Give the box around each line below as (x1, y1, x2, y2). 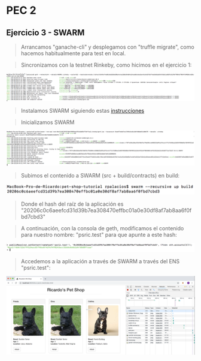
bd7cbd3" (20, 213, 46, 220)
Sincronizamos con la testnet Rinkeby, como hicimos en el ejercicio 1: (20, 61, 192, 68)
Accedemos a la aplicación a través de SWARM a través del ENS (20, 258, 180, 264)
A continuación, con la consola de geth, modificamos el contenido (20, 224, 184, 231)
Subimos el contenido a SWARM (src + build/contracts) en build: (20, 172, 180, 179)
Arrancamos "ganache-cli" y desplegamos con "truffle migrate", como (20, 43, 194, 50)
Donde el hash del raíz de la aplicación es (20, 200, 124, 207)
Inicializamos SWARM (20, 119, 75, 126)
